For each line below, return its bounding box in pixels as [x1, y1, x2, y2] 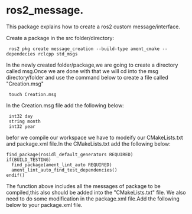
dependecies [6, 51, 35, 57]
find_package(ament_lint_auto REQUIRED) [11, 162, 112, 168]
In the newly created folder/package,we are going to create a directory [6, 61, 178, 68]
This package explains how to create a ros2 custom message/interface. [6, 23, 180, 30]
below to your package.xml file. [6, 201, 83, 208]
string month [8, 118, 41, 124]
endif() [6, 172, 25, 178]
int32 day [8, 113, 33, 119]
